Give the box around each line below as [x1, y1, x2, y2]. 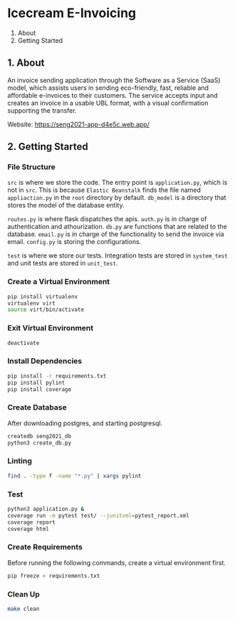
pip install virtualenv [7, 293, 78, 300]
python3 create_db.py [7, 439, 72, 447]
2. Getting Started [7, 141, 88, 153]
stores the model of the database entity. [7, 201, 125, 210]
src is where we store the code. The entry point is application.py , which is [7, 178, 228, 187]
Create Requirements [7, 542, 83, 552]
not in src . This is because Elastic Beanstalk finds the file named [7, 186, 202, 194]
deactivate [7, 339, 40, 347]
